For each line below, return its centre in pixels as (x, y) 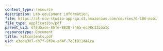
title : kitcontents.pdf (29, 37)
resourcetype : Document (29, 32)
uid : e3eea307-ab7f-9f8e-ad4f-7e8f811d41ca (50, 41)
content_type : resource (29, 9)
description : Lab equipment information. (48, 14)
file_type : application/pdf (33, 23)
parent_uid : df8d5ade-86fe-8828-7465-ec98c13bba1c (57, 28)
